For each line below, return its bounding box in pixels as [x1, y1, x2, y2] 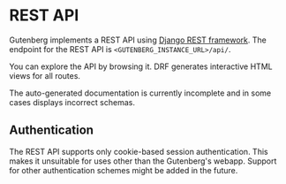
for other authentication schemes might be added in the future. [9, 165, 238, 175]
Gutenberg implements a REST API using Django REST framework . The [9, 34, 267, 45]
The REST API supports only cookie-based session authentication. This [9, 146, 268, 157]
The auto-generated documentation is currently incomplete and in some [9, 88, 272, 98]
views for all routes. [9, 70, 81, 80]
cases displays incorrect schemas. [9, 96, 135, 107]
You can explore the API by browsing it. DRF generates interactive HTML [9, 61, 273, 72]
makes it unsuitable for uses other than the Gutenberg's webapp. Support [9, 156, 277, 166]
